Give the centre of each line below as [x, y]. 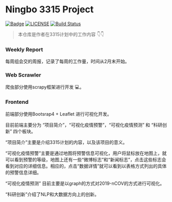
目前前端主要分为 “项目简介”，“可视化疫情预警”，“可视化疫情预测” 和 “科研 [84, 125]
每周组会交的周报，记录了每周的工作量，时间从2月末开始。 [68, 61]
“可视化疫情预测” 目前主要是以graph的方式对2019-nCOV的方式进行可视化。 [85, 183]
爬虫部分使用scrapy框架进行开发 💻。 [45, 87]
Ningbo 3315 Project [50, 10]
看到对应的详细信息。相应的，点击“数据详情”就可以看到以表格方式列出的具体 [86, 166]
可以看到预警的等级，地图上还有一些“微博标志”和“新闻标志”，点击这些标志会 [86, 159]
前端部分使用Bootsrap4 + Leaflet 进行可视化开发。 [59, 114]
